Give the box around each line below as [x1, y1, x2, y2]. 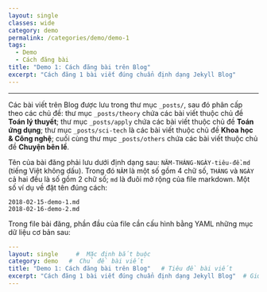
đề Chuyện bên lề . [8, 142, 70, 152]
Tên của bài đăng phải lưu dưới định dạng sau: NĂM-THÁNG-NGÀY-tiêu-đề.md [8, 157, 250, 167]
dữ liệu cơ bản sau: [8, 227, 71, 236]
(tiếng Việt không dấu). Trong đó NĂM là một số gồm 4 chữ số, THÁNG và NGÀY [8, 166, 254, 175]
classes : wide [8, 19, 56, 27]
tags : [8, 41, 26, 49]
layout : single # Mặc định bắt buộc [8, 250, 151, 258]
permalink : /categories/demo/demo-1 [8, 33, 130, 42]
